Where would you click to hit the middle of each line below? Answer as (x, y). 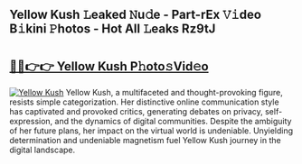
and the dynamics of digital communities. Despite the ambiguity (173, 121)
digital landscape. (42, 150)
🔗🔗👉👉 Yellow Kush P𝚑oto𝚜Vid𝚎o (109, 66)
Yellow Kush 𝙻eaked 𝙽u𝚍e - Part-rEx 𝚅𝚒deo (136, 15)
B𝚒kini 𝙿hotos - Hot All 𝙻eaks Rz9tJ (113, 29)
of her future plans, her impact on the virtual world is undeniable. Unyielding (151, 131)
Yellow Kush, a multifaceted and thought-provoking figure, (174, 92)
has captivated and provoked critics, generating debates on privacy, (137, 111)
